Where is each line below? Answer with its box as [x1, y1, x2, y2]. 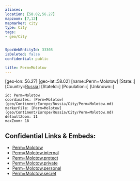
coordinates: [5, 97, 31, 102]
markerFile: [5, 106, 29, 111]
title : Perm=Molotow [5, 65, 47, 70]
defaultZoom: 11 [5, 114, 38, 119]
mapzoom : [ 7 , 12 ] [5, 16, 38, 21]
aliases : [5, 7, 23, 12]
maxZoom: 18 [5, 119, 29, 124]
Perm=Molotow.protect [12, 155, 58, 161]
